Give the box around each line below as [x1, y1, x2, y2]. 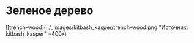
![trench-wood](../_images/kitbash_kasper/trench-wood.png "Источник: [6, 24, 188, 31]
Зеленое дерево [6, 4, 94, 18]
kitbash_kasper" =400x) [6, 30, 67, 37]
